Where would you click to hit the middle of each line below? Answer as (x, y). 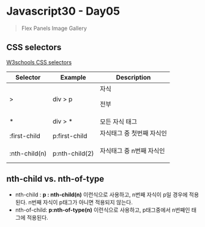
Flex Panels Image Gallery (54, 28)
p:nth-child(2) (73, 153)
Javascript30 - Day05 (63, 11)
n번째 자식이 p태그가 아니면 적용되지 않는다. (80, 202)
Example (73, 77)
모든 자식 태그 (119, 122)
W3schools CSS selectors (39, 62)
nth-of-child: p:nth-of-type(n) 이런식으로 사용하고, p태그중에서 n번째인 (102, 210)
